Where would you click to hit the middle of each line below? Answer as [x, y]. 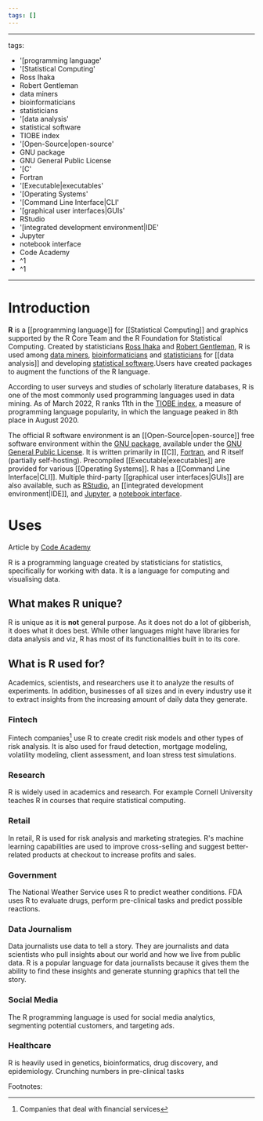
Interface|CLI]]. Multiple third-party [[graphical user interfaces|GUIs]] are [126, 477]
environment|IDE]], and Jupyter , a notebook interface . [95, 493]
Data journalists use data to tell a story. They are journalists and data [119, 946]
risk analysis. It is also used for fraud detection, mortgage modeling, [118, 747]
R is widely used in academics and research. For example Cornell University [130, 792]
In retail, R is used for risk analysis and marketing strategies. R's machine [126, 838]
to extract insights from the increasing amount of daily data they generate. [128, 699]
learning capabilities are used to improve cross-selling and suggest [117, 846]
